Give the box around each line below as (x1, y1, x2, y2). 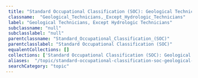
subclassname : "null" (8, 25, 61, 31)
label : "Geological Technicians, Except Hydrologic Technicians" (8, 19, 173, 25)
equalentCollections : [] (8, 47, 69, 53)
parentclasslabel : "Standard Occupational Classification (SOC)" (8, 42, 173, 48)
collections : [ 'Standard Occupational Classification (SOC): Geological (8, 52, 191, 58)
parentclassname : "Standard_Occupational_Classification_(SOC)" (8, 36, 170, 42)
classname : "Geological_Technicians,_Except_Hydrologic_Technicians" (8, 14, 186, 20)
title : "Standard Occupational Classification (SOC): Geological (8, 8, 173, 15)
